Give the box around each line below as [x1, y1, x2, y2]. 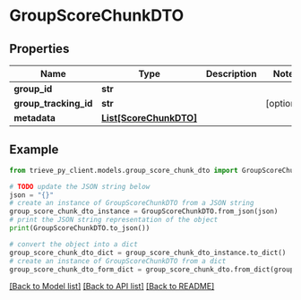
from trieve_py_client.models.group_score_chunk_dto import [9, 166, 239, 175]
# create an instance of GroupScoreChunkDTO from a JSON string [9, 199, 254, 208]
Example [9, 142, 59, 158]
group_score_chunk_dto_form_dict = [9, 265, 142, 274]
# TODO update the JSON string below [9, 182, 150, 191]
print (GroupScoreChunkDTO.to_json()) [9, 224, 150, 233]
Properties [9, 41, 70, 56]
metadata [13, 112, 56, 124]
